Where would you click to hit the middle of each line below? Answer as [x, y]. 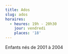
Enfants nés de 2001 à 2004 [34, 47]
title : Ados [17, 10]
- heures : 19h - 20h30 [33, 24]
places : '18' [28, 33]
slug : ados [16, 14]
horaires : [15, 19]
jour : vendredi [30, 28]
